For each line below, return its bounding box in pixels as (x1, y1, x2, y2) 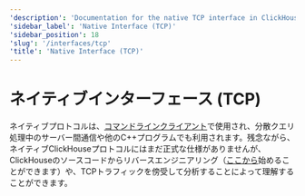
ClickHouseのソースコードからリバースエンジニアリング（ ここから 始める (9, 155, 282, 166)
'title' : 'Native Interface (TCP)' (9, 47, 144, 56)
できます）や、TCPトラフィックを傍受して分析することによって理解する (25, 166, 295, 177)
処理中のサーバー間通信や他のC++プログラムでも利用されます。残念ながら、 (9, 132, 295, 143)
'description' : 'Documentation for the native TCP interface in (9, 13, 258, 23)
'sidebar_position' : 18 (9, 30, 100, 39)
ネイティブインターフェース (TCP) (9, 89, 261, 110)
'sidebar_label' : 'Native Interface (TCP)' (9, 22, 177, 31)
